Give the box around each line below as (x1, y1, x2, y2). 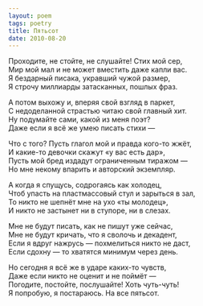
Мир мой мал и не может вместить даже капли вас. (8, 65, 188, 75)
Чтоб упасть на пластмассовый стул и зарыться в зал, (8, 188, 196, 198)
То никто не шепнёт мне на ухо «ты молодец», (8, 197, 168, 207)
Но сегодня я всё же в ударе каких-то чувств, (8, 263, 167, 272)
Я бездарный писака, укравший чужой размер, (8, 73, 171, 83)
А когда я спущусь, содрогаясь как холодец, (8, 180, 162, 190)
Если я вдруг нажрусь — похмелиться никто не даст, (8, 238, 191, 248)
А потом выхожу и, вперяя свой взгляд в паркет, (8, 97, 176, 107)
